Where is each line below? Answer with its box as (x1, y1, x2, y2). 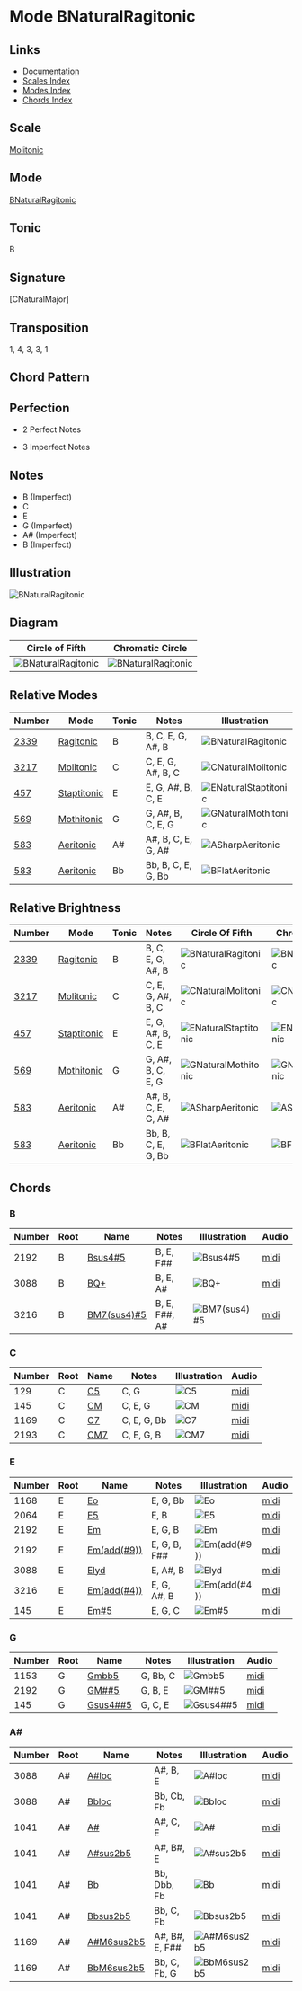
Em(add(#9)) (86, 1544, 143, 1556)
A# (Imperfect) (22, 530, 78, 541)
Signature (9, 270, 66, 285)
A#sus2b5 (86, 1847, 132, 1860)
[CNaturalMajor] (9, 294, 69, 305)
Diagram (9, 615, 58, 631)
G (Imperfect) (22, 520, 74, 531)
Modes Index (22, 85, 71, 95)
